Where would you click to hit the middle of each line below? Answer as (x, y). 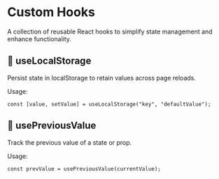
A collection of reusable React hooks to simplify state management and (110, 31)
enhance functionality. (40, 38)
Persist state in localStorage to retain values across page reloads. (101, 78)
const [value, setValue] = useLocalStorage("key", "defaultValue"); (109, 104)
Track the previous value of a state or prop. (70, 142)
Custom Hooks (51, 12)
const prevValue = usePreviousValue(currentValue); (84, 169)
